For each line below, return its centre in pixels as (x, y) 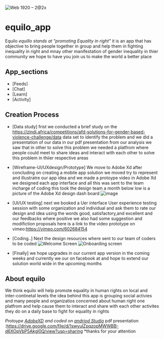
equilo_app (28, 27)
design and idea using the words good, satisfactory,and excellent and (82, 213)
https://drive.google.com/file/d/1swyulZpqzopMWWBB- (63, 326)
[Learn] (20, 94)
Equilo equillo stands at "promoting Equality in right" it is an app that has (78, 41)
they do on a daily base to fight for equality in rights (57, 312)
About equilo (25, 278)
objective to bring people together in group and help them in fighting (74, 46)
